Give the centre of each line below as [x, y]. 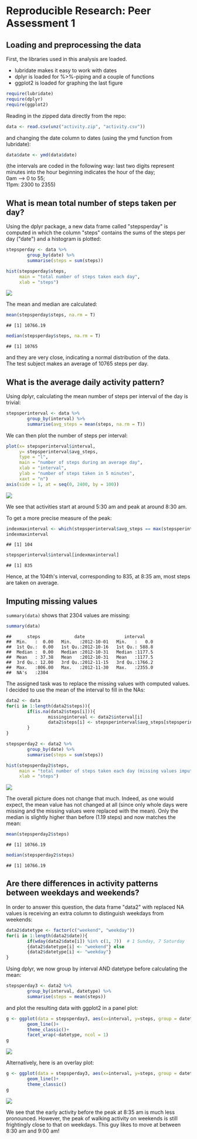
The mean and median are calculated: [52, 304]
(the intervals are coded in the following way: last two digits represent [90, 166]
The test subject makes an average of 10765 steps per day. [77, 364]
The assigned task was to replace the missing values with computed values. [98, 683]
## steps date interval [76, 636]
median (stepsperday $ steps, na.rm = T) [53, 336]
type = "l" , [34, 457]
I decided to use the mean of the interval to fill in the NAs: [76, 690]
